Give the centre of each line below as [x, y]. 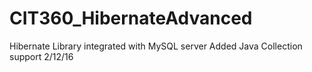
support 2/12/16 [41, 56]
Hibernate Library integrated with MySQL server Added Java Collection [156, 46]
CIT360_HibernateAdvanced [131, 18]
